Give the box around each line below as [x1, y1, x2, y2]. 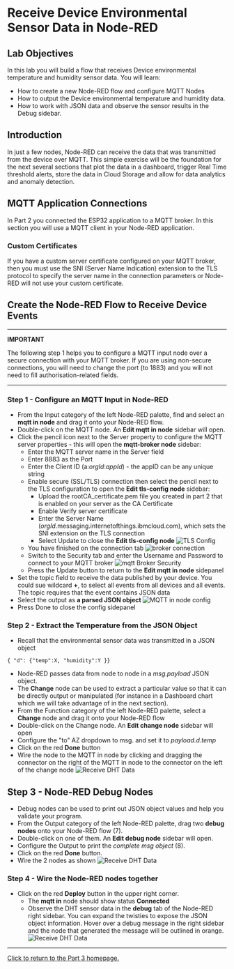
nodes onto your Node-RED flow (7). [17, 827, 123, 835]
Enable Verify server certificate [38, 507, 127, 515]
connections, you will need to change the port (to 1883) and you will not [7, 363, 214, 372]
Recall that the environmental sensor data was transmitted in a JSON [17, 636, 215, 645]
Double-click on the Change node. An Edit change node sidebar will [17, 722, 214, 730]
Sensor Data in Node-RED [7, 20, 159, 36]
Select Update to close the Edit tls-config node [38, 537, 175, 545]
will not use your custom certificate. [20, 279, 124, 287]
